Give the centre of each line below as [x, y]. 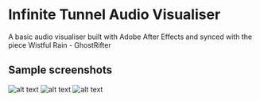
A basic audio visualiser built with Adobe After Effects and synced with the [130, 37]
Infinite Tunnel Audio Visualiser [114, 15]
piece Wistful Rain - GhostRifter [60, 45]
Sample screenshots [60, 70]
